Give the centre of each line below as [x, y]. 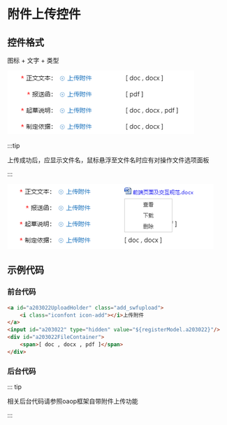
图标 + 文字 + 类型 [33, 60]
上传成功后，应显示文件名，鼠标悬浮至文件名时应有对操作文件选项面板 [108, 160]
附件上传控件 [44, 14]
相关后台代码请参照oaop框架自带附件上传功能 [73, 401]
